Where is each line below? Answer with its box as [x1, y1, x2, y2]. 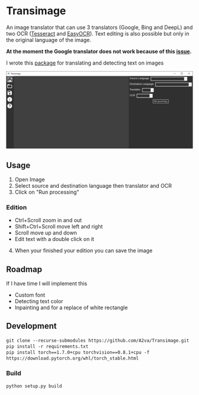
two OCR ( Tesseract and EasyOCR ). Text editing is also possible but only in [6, 30, 190, 37]
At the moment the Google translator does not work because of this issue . [6, 47, 192, 54]
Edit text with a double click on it [14, 236, 95, 243]
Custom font [14, 291, 46, 298]
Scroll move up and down [14, 229, 77, 236]
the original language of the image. [6, 36, 92, 43]
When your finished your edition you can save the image [14, 247, 153, 254]
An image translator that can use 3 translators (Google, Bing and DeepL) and [6, 24, 193, 31]
